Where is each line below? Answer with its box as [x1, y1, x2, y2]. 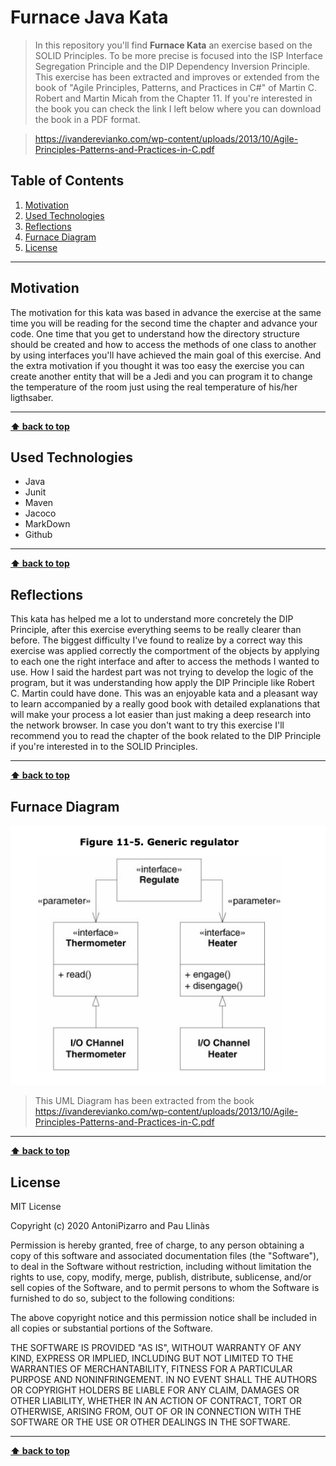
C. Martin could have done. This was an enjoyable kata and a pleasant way [10, 687, 318, 700]
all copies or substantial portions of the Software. [10, 1322, 213, 1335]
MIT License [10, 1201, 62, 1213]
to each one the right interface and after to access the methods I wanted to [10, 656, 320, 668]
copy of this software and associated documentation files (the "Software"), [10, 1250, 320, 1262]
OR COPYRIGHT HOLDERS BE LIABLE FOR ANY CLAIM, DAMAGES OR [10, 1384, 300, 1396]
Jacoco [24, 507, 57, 520]
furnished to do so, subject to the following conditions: [10, 1292, 235, 1305]
